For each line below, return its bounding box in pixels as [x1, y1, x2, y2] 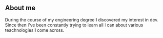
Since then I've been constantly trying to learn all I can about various [5, 22, 143, 28]
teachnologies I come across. [5, 27, 64, 33]
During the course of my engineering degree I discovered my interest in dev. [5, 17, 159, 22]
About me [5, 4, 36, 12]
